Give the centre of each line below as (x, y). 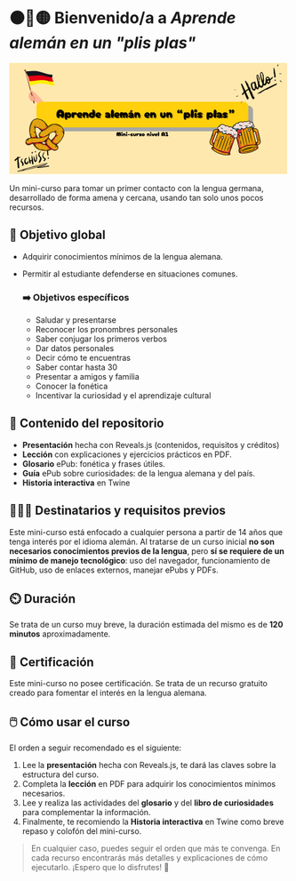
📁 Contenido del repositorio (87, 424)
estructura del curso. (60, 774)
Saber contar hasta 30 (76, 367)
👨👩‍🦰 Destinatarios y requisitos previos (118, 511)
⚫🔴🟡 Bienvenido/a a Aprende (123, 18)
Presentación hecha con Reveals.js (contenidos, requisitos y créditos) (151, 445)
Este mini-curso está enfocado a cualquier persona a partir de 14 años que (146, 532)
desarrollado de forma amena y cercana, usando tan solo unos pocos (136, 197)
